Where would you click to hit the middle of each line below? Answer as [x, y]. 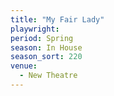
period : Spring [42, 38]
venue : [24, 66]
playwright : [35, 29]
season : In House [46, 47]
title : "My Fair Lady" [57, 19]
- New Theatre [48, 76]
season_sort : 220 [46, 57]
